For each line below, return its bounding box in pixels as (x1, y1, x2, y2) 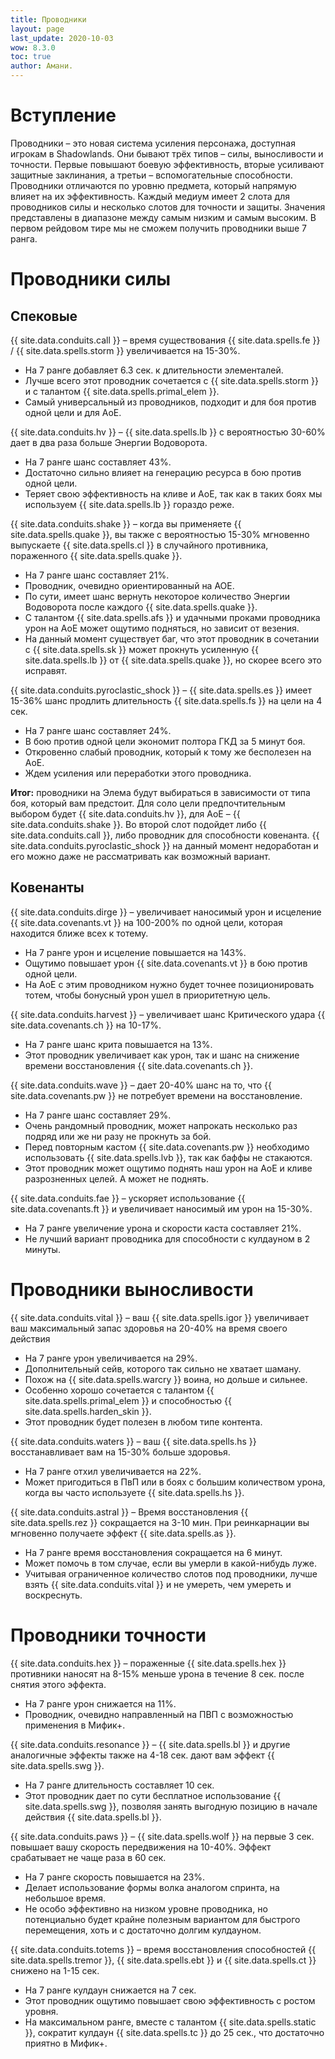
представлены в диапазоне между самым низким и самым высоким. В (10, 211, 317, 223)
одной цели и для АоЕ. (24, 406, 122, 418)
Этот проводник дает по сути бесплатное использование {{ (24, 1789, 282, 1801)
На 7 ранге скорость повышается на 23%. (24, 1871, 206, 1883)
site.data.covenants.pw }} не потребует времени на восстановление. (10, 1089, 303, 1101)
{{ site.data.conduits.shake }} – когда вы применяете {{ (10, 517, 242, 530)
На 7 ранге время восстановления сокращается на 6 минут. (24, 1546, 283, 1558)
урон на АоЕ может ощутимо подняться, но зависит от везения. (24, 622, 300, 634)
